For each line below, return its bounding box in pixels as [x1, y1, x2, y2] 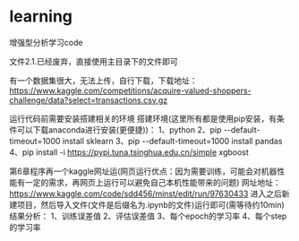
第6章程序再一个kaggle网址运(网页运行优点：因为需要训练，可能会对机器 [9, 166, 278, 176]
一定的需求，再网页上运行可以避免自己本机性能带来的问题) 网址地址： [24, 176, 282, 187]
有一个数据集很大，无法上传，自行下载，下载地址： [9, 74, 198, 86]
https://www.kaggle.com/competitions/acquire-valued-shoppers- [9, 85, 252, 96]
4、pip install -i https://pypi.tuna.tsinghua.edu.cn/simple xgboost [9, 146, 249, 158]
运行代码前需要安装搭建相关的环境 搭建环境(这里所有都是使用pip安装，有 [9, 113, 278, 124]
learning [9, 6, 73, 27]
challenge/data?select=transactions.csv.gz [9, 94, 168, 105]
